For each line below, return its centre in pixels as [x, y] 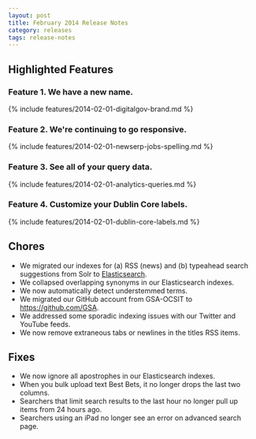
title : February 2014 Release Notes [68, 23]
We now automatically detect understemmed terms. [103, 290]
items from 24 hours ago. [61, 410]
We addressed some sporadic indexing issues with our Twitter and [128, 315]
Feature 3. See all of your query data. [80, 167]
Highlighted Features [61, 69]
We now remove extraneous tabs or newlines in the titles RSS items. [130, 333]
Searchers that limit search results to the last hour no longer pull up [129, 401]
